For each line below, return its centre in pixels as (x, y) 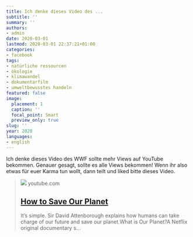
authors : (17, 28)
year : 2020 (19, 131)
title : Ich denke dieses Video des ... (55, 11)
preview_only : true (35, 121)
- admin (15, 33)
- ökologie (19, 71)
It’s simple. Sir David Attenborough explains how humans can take (100, 216)
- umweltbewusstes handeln (39, 88)
